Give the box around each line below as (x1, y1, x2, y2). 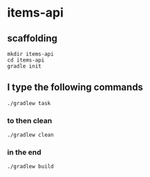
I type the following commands (7, 82, 144, 93)
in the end (7, 147, 41, 157)
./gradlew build (7, 163, 54, 170)
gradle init (7, 63, 41, 70)
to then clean (7, 115, 53, 125)
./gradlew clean (7, 131, 54, 139)
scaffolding (7, 32, 57, 44)
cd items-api (7, 57, 45, 64)
